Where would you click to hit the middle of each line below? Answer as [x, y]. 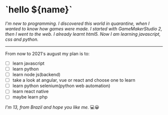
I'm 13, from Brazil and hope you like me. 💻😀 [52, 107]
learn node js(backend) [36, 75]
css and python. [22, 39]
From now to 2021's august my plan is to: [47, 53]
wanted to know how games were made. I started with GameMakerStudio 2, [84, 28]
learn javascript [28, 63]
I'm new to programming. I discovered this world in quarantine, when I [77, 23]
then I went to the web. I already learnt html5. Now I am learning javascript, [83, 34]
